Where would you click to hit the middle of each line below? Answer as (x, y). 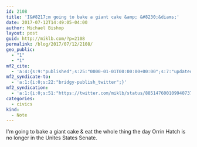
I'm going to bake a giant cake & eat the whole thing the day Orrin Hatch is (96, 132)
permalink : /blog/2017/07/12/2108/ (50, 45)
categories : (21, 98)
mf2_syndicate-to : (28, 77)
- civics (22, 104)
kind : (13, 110)
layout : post (22, 33)
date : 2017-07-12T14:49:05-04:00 (47, 22)
